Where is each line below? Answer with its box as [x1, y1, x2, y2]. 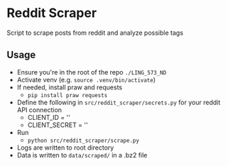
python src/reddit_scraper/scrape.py [27, 137, 140, 144]
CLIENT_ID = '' [27, 113, 70, 121]
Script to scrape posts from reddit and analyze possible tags [6, 28, 184, 37]
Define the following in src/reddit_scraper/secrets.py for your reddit [16, 98, 221, 106]
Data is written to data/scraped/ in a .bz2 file [16, 150, 148, 159]
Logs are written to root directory [16, 143, 114, 152]
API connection [16, 105, 62, 114]
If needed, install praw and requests [16, 83, 123, 92]
